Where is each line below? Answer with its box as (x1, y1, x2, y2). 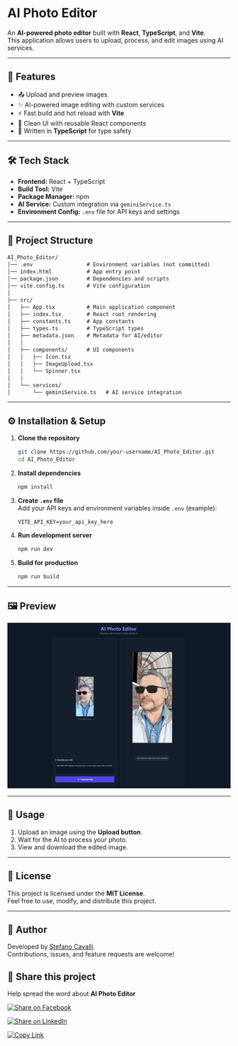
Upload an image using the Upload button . (17, 827, 143, 836)
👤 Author (7, 923, 47, 935)
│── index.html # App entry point (7, 268, 141, 276)
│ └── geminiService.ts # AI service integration (7, 389, 182, 396)
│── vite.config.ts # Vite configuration (7, 283, 151, 290)
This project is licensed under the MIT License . (7, 889, 145, 898)
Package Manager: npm (17, 192, 90, 200)
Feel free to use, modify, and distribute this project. (7, 896, 157, 905)
